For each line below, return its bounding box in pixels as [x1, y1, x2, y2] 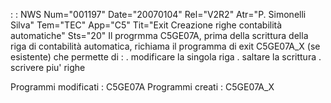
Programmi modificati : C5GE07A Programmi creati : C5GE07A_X [10, 81, 275, 93]
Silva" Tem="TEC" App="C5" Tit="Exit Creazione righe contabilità [10, 19, 283, 31]
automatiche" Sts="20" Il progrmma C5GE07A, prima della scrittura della [10, 30, 309, 41]
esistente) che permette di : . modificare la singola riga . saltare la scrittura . [10, 51, 322, 63]
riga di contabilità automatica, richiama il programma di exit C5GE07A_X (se [10, 40, 321, 52]
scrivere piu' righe [10, 62, 86, 73]
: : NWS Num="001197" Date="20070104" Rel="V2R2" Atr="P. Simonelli [10, 9, 307, 20]
